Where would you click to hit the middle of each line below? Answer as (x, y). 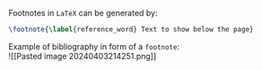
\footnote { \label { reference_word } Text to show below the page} (131, 30)
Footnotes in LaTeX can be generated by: (83, 13)
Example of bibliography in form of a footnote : (94, 46)
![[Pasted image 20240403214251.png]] (83, 56)
